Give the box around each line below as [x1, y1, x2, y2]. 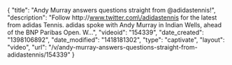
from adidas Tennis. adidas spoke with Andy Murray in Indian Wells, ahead [7, 21, 222, 29]
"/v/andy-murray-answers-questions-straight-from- [48, 43, 198, 51]
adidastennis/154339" [7, 50, 71, 59]
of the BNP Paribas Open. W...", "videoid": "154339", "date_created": [7, 28, 204, 36]
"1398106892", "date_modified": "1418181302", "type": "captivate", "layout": [7, 36, 225, 44]
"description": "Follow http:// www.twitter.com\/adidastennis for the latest [7, 13, 217, 22]
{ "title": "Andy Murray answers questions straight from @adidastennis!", [7, 6, 216, 14]
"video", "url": [7, 43, 48, 51]
